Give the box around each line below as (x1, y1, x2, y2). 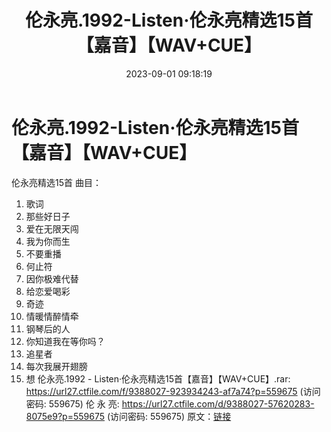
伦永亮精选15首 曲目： (11, 176, 102, 188)
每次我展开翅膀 (25, 360, 88, 372)
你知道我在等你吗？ (25, 335, 106, 347)
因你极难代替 (25, 272, 79, 285)
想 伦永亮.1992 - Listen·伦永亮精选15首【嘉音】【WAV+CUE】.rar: (25, 372, 291, 385)
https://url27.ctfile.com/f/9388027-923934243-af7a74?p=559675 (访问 (25, 385, 321, 397)
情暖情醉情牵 (25, 310, 79, 322)
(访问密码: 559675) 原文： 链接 (106, 410, 232, 422)
